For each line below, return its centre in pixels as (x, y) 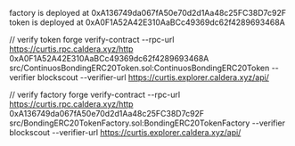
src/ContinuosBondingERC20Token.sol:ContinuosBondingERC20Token (139, 68)
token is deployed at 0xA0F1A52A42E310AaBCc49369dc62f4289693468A (147, 22)
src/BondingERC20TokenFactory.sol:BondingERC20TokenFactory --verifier (147, 123)
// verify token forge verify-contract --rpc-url (92, 40)
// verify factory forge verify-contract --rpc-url (95, 94)
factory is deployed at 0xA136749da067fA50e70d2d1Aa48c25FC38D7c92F (148, 13)
